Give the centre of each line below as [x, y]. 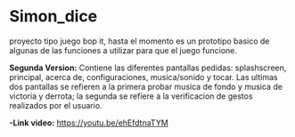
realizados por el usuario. [56, 105]
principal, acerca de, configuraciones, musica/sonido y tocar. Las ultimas [143, 77]
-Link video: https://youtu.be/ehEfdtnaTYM [89, 123]
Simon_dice [53, 16]
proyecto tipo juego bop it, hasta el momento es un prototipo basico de [139, 41]
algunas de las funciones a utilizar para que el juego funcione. [123, 50]
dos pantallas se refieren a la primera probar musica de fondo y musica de [146, 86]
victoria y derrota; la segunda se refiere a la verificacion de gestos [131, 96]
